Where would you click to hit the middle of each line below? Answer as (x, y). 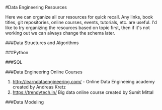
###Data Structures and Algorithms (42, 43)
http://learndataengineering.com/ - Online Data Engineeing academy (84, 82)
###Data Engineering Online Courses (44, 72)
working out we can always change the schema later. (60, 33)
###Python (17, 52)
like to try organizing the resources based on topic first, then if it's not (77, 28)
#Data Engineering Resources (36, 7)
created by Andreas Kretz (39, 87)
